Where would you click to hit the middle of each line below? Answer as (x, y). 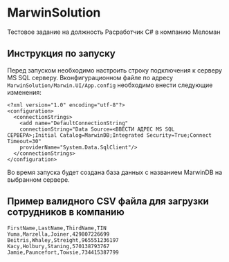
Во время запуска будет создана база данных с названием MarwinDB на (115, 172)
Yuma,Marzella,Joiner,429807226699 (58, 234)
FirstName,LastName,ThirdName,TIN (57, 228)
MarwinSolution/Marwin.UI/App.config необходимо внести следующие (110, 85)
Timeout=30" (24, 141)
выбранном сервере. (39, 179)
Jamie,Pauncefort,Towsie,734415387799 (63, 252)
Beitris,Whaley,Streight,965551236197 (63, 240)
